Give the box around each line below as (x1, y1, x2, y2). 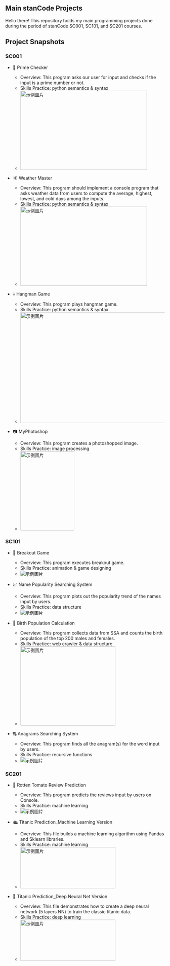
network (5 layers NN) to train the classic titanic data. (20, 909, 132, 915)
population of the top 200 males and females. (20, 635, 115, 641)
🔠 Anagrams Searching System (12, 730, 78, 736)
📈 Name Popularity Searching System (12, 581, 93, 587)
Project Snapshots (5, 38, 65, 46)
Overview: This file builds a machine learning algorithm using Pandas (20, 831, 164, 837)
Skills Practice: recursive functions (20, 751, 93, 757)
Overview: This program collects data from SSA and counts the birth (20, 629, 163, 636)
